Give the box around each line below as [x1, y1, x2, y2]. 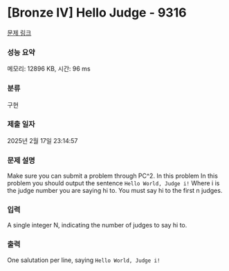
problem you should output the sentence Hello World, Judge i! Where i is [7, 179, 220, 187]
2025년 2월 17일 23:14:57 [7, 136, 78, 144]
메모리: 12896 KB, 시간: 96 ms [7, 64, 91, 73]
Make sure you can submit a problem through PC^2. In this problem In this [7, 171, 218, 180]
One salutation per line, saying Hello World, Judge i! [7, 256, 161, 264]
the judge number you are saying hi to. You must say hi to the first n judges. [7, 187, 223, 195]
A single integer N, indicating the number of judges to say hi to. [7, 221, 187, 230]
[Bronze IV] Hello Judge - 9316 [7, 5, 187, 21]
